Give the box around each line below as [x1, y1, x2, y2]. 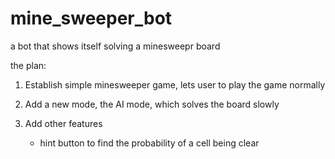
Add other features [24, 117, 103, 129]
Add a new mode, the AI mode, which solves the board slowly [24, 98, 280, 110]
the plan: [10, 59, 47, 71]
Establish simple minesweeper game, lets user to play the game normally [24, 78, 326, 91]
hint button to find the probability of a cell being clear [39, 137, 260, 149]
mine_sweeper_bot [10, 7, 173, 30]
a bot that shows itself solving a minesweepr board [10, 40, 221, 52]
